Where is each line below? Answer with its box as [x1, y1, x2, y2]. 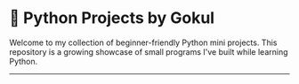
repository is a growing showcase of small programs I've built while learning [9, 46, 288, 57]
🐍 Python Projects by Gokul [9, 8, 215, 28]
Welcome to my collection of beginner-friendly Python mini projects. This [9, 37, 278, 48]
